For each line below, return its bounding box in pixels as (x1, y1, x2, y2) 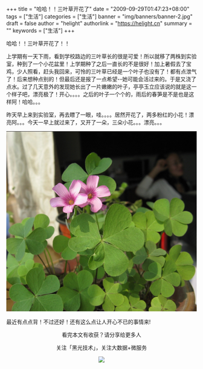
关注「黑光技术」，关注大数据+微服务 (56, 344, 147, 351)
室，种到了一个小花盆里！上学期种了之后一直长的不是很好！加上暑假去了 (6, 60, 186, 67)
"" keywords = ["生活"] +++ (6, 27, 75, 34)
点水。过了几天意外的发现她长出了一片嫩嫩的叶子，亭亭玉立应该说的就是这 (6, 83, 192, 90)
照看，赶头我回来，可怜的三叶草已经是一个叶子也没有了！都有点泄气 (27, 68, 197, 75)
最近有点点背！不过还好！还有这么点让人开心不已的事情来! (6, 318, 151, 325)
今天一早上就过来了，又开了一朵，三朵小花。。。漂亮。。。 (27, 119, 165, 126)
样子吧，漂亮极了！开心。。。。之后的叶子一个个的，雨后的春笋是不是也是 (11, 90, 189, 98)
